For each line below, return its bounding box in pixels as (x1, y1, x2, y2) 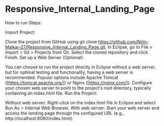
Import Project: (5, 29, 35, 35)
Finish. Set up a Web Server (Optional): (5, 54, 84, 60)
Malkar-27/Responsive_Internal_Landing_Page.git (5, 44, 105, 50)
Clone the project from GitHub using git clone (5, 38, 98, 45)
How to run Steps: (5, 20, 42, 26)
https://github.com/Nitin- (98, 38, 149, 45)
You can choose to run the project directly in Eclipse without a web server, (5, 64, 156, 70)
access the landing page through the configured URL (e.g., (5, 110, 125, 116)
